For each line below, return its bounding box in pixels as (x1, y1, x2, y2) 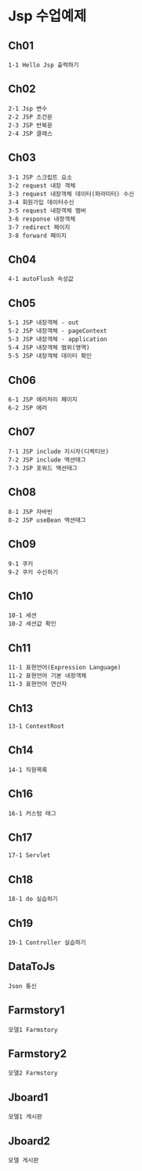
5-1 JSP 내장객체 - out (8, 319, 79, 326)
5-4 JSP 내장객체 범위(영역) (8, 344, 90, 352)
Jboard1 (8, 1090, 49, 1104)
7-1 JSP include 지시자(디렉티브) (8, 447, 110, 455)
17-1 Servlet (8, 852, 51, 859)
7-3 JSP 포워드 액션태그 (8, 464, 78, 472)
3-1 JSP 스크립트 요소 (8, 173, 73, 181)
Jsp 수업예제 (8, 7, 87, 25)
